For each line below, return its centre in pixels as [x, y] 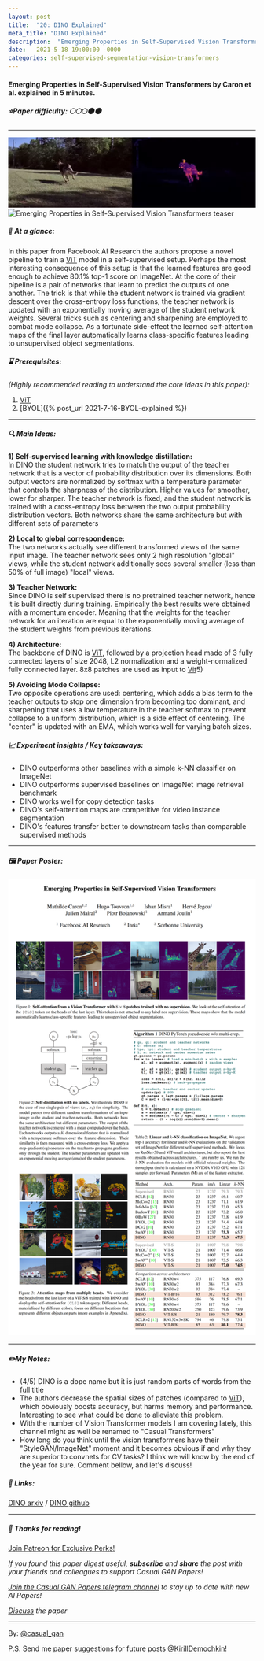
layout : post [29, 17]
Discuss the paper [38, 1611]
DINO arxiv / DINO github [49, 1503]
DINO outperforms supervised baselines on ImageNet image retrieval [131, 785]
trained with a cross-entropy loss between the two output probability [119, 507]
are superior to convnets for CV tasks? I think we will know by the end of [137, 1456]
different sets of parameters [53, 523]
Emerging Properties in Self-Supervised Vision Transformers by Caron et [130, 84]
